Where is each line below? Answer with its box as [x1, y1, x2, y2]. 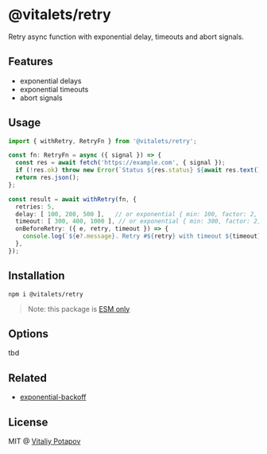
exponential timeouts [19, 84, 89, 94]
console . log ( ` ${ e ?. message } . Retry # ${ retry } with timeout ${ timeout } [22, 232, 261, 240]
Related [8, 371, 48, 385]
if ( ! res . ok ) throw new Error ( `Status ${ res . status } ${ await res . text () [15, 166, 261, 174]
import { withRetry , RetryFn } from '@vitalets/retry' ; [8, 137, 197, 145]
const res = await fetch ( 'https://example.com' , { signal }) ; [15, 159, 226, 167]
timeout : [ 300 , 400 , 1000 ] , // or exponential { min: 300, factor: [15, 217, 250, 226]
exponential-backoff [19, 392, 87, 402]
